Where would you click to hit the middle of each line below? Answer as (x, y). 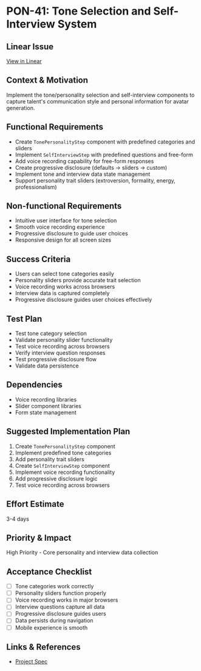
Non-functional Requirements (64, 206)
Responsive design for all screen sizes (63, 240)
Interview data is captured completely (62, 293)
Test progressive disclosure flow (56, 360)
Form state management (46, 412)
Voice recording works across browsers (65, 287)
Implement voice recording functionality (65, 472)
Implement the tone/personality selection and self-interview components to (101, 95)
